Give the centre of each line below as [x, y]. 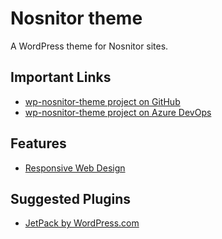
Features [38, 143]
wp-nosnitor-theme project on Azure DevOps [118, 112]
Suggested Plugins [71, 198]
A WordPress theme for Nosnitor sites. [89, 46]
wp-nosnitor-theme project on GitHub [102, 101]
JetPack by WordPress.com [82, 223]
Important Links [61, 77]
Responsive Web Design [75, 168]
